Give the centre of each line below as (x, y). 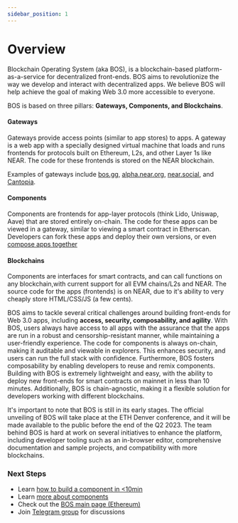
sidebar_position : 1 (38, 14)
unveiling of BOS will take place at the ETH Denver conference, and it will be (119, 418)
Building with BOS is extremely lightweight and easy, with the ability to (110, 373)
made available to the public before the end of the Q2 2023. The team (109, 425)
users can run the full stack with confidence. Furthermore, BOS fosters (111, 358)
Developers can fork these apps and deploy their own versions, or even (112, 237)
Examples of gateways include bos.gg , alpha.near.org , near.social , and (111, 174)
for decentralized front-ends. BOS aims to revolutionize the (133, 76)
